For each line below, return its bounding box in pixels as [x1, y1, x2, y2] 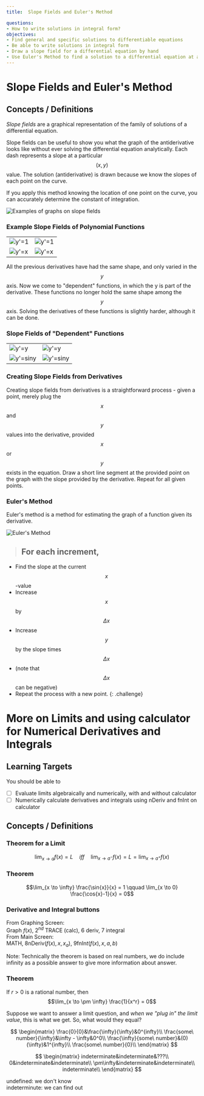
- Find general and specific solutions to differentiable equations [6, 37, 183, 43]
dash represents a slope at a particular [6, 152, 103, 159]
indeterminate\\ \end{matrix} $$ [62, 1066, 142, 1073]
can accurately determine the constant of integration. [6, 196, 140, 203]
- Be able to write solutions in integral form [6, 43, 129, 49]
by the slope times [15, 645, 62, 652]
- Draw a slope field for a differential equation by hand [6, 48, 159, 55]
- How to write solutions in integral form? [6, 26, 121, 32]
